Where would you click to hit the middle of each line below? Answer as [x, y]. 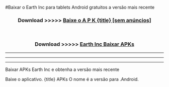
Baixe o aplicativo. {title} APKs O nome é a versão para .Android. [72, 79]
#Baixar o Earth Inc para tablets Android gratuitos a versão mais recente [80, 7]
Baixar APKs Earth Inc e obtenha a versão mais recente [62, 69]
